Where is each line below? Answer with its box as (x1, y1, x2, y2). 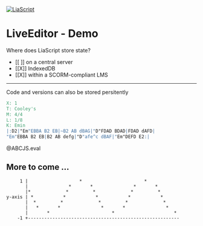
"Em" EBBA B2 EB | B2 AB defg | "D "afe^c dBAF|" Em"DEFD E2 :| (6, 134, 150, 140)
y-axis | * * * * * (6, 193, 164, 200)
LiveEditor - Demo (6, 27, 98, 40)
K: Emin (6, 122, 26, 129)
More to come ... (6, 162, 69, 172)
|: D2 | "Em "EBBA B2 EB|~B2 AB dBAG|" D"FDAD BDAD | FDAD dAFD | (6, 128, 155, 134)
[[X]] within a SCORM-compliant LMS (14, 71, 109, 78)
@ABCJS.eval (6, 145, 41, 152)
